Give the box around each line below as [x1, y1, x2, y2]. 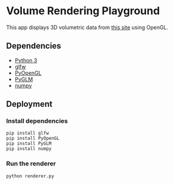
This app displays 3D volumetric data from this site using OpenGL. [6, 24, 168, 31]
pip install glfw [6, 130, 49, 136]
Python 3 [14, 56, 37, 63]
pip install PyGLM [6, 141, 52, 146]
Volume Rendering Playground [6, 4, 160, 18]
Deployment [6, 99, 53, 109]
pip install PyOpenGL [6, 135, 60, 142]
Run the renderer [6, 160, 56, 168]
